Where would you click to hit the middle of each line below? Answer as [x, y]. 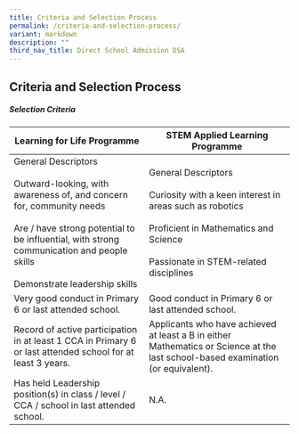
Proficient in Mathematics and [211, 228]
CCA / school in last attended [75, 405]
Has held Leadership [57, 383]
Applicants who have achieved [213, 324]
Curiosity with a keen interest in [214, 195]
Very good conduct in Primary [77, 299]
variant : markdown [43, 34]
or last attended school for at [74, 352]
